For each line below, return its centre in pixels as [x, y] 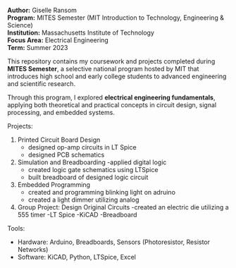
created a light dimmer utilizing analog [83, 200]
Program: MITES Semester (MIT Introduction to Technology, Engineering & [116, 18]
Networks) [33, 249]
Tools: [16, 228]
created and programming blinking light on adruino [102, 192]
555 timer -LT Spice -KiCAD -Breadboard [77, 215]
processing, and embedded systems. [61, 112]
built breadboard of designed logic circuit [88, 177]
